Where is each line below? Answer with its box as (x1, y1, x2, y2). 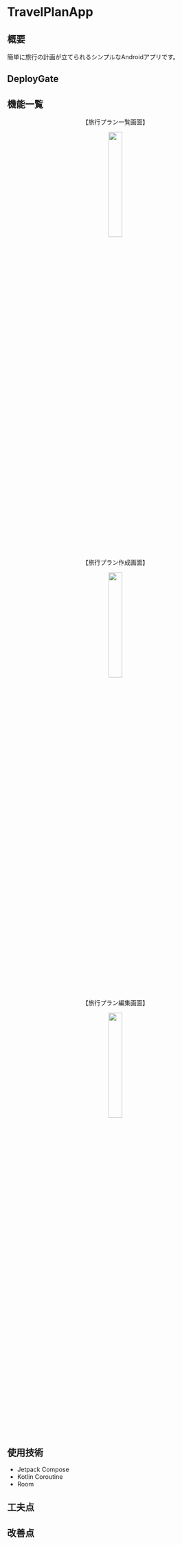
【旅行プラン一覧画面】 (82, 118, 149, 126)
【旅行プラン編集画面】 (82, 999, 149, 1007)
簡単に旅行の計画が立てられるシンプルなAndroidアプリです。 (7, 53, 180, 61)
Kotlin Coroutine (16, 1473, 63, 1481)
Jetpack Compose (16, 1465, 70, 1474)
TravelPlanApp (7, 4, 94, 20)
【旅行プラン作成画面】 (82, 559, 149, 567)
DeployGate (7, 73, 59, 85)
